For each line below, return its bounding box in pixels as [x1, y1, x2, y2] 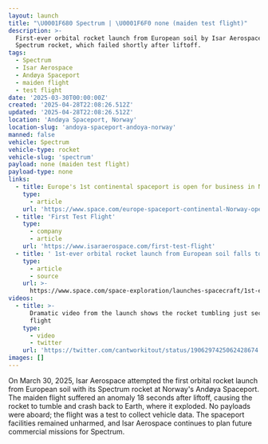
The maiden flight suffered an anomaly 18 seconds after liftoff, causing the [8, 393, 253, 402]
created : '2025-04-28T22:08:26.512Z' [8, 101, 134, 109]
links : [8, 175, 30, 184]
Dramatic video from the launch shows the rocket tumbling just [29, 309, 248, 317]
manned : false [8, 130, 56, 138]
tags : [8, 49, 26, 57]
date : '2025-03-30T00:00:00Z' [8, 94, 109, 102]
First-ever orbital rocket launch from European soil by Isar [15, 34, 227, 42]
